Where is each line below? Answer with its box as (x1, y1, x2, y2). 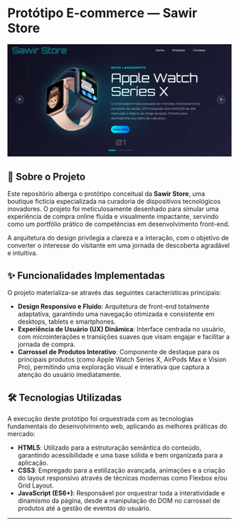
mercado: (7, 429, 36, 438)
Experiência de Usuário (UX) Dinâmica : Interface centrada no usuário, (17, 325, 225, 334)
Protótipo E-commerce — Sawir (7, 5, 198, 21)
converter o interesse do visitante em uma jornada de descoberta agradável (7, 241, 230, 250)
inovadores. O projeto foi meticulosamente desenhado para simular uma (7, 205, 219, 213)
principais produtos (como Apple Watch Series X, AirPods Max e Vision (17, 355, 227, 364)
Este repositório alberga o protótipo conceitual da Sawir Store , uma (7, 190, 206, 198)
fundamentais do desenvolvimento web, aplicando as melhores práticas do (7, 422, 228, 430)
